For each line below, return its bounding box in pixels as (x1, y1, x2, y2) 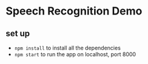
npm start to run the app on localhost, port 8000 (14, 51, 136, 58)
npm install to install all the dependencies (14, 44, 121, 51)
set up (5, 28, 30, 39)
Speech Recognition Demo (5, 4, 143, 18)
